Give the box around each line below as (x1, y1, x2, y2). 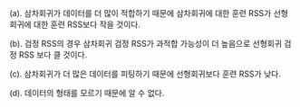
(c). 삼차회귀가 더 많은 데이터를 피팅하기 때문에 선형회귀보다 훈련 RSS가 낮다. (9, 68, 281, 79)
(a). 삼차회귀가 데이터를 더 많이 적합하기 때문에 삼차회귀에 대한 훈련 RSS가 (9, 8, 272, 18)
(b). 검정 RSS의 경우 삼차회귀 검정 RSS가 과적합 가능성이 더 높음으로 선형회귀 (9, 39, 283, 49)
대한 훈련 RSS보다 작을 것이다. (33, 19, 141, 30)
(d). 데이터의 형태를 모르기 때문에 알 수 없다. (9, 88, 165, 98)
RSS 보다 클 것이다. (18, 49, 88, 60)
